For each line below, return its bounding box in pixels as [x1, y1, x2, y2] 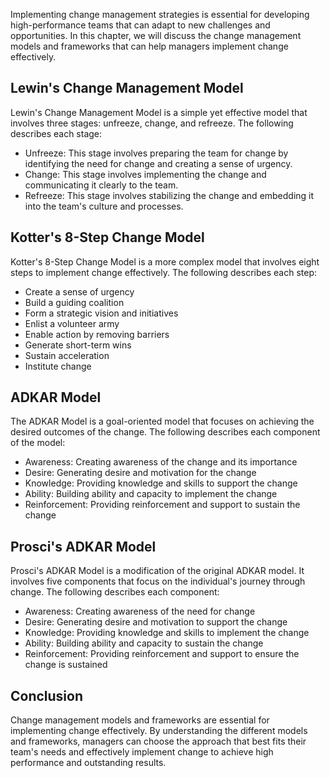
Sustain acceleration [24, 349, 110, 361]
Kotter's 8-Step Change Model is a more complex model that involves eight [10, 255, 320, 268]
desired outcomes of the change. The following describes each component [10, 426, 321, 438]
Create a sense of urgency [24, 285, 135, 298]
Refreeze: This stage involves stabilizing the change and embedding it [24, 189, 315, 201]
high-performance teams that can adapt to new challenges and [10, 19, 271, 31]
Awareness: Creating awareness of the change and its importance [24, 456, 298, 468]
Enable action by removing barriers [24, 328, 170, 340]
